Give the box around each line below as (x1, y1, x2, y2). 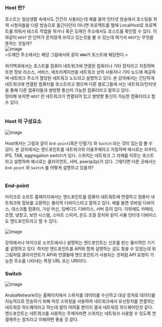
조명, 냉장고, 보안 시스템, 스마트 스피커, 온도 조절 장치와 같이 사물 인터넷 (5, 212, 140, 218)
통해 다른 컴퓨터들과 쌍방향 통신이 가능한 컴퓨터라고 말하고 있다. (10, 87, 130, 93)
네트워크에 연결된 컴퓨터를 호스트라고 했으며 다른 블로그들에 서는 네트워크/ (5, 81, 145, 87)
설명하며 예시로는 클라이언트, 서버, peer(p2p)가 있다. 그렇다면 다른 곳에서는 (14, 158, 156, 164)
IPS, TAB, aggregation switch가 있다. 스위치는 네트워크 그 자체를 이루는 (5, 152, 142, 158)
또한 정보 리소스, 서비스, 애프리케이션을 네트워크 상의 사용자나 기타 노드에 (5, 69, 143, 75)
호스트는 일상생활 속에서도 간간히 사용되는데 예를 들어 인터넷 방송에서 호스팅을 (5, 16, 152, 22)
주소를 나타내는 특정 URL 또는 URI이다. (14, 258, 88, 263)
